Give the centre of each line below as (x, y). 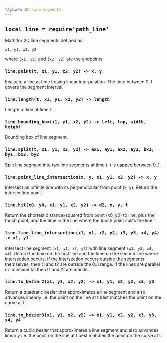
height (13, 127)
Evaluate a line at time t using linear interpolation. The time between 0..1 (79, 82)
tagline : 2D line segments (33, 10)
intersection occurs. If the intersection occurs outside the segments (75, 259)
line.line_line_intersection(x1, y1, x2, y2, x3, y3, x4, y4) (82, 233)
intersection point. (24, 192)
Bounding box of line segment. (37, 137)
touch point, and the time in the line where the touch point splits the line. (79, 221)
